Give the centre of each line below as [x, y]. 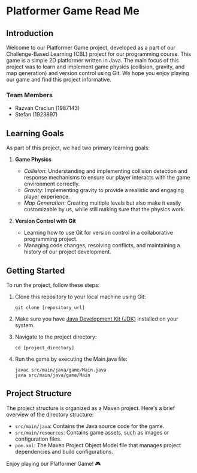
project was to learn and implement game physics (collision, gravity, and [96, 67]
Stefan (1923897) [36, 115]
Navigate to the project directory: [56, 337]
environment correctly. [52, 184]
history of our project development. [68, 252]
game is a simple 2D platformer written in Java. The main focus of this [93, 60]
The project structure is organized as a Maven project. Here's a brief [91, 408]
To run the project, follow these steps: [53, 285]
